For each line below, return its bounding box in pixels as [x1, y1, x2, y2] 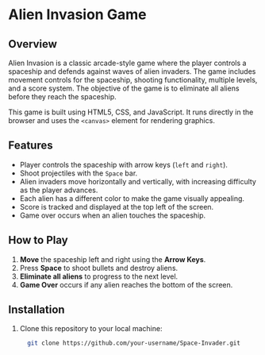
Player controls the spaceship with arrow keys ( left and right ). [19, 160, 229, 169]
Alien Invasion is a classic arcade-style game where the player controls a [8, 58, 247, 68]
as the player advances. [19, 185, 98, 195]
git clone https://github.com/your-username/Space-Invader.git [27, 339, 240, 347]
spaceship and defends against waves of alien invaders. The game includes [8, 67, 256, 76]
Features [8, 139, 53, 152]
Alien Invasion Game [8, 6, 147, 24]
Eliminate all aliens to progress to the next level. [19, 272, 179, 281]
